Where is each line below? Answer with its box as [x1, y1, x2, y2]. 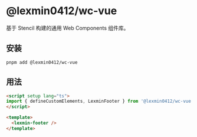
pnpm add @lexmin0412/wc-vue [6, 59, 78, 66]
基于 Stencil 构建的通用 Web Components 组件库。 [6, 24, 129, 31]
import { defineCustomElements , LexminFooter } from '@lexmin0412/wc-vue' [6, 99, 194, 105]
